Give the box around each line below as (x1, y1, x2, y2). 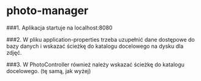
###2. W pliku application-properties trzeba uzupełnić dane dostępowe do (6, 36, 195, 43)
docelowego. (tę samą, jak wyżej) (6, 67, 91, 74)
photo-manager (6, 4, 89, 18)
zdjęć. (6, 48, 22, 56)
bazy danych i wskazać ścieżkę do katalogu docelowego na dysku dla (6, 42, 184, 50)
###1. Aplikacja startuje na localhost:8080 (6, 24, 113, 31)
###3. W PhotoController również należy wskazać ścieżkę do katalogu (6, 61, 185, 68)
